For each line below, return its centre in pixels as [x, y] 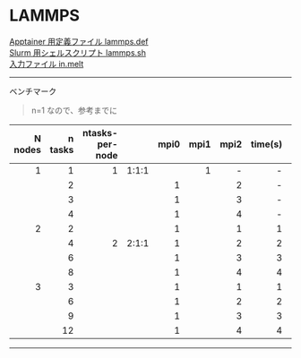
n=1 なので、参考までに [74, 110]
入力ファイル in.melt [47, 64]
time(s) [267, 144]
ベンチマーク [33, 91]
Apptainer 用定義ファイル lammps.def [79, 41]
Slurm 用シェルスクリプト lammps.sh [77, 52]
